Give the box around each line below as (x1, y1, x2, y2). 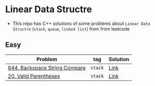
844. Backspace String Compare (8, 64, 86, 71)
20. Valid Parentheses (8, 72, 60, 79)
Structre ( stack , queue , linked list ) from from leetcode (12, 25, 130, 32)
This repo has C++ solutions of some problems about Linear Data (12, 20, 150, 26)
